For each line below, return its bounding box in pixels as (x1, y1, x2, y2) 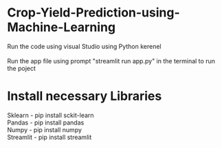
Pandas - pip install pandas (7, 118, 85, 127)
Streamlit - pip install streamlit (7, 133, 92, 141)
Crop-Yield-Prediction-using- (7, 5, 180, 21)
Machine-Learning (7, 19, 115, 35)
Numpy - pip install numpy (7, 125, 82, 134)
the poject (7, 64, 36, 72)
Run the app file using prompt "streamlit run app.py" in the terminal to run (7, 56, 215, 65)
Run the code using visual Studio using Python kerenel (7, 42, 162, 50)
